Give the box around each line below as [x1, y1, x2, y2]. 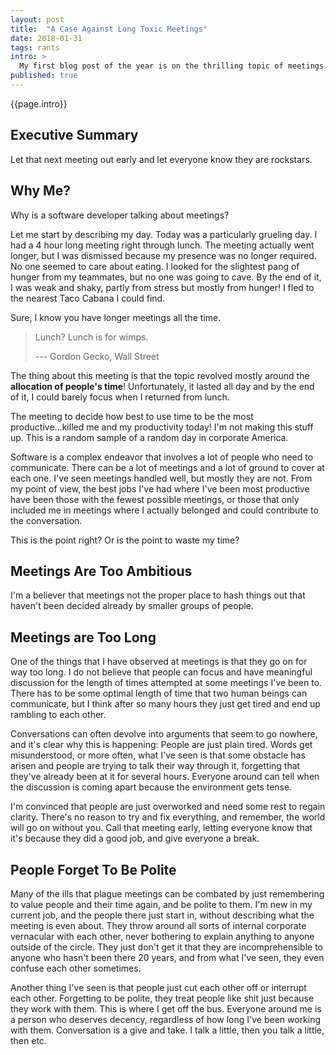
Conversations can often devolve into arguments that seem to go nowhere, [10, 728, 318, 740]
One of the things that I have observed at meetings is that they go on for [10, 656, 308, 668]
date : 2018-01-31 [10, 33, 83, 43]
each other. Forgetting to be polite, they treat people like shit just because [10, 992, 315, 1004]
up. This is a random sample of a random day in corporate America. [10, 431, 289, 443]
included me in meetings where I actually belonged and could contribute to [10, 504, 319, 516]
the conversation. [10, 514, 83, 526]
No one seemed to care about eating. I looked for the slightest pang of [10, 260, 300, 272]
